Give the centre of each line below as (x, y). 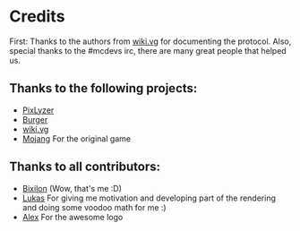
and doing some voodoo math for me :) (94, 207)
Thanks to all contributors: (85, 167)
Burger (35, 119)
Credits (37, 17)
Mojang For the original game (77, 138)
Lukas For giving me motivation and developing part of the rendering (149, 198)
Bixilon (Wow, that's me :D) (72, 188)
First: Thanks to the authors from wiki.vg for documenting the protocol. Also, (150, 41)
